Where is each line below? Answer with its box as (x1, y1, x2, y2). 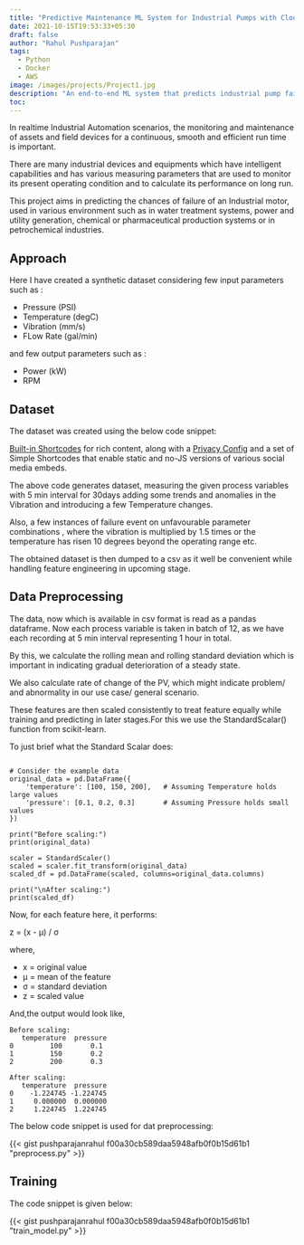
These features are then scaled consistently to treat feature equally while (9, 704, 282, 715)
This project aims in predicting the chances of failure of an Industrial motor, (9, 195, 290, 206)
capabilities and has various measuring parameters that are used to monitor (9, 168, 292, 179)
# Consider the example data (9, 766, 119, 775)
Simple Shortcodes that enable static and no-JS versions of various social (9, 453, 285, 463)
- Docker (17, 64, 51, 73)
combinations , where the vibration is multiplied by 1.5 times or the (9, 527, 256, 537)
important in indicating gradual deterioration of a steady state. (9, 660, 241, 670)
